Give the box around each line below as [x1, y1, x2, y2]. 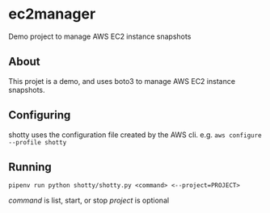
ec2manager [8, 5, 96, 23]
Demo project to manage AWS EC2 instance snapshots [8, 31, 192, 41]
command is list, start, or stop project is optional [8, 195, 170, 206]
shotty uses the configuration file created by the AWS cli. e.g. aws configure [8, 130, 262, 140]
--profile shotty [8, 138, 67, 146]
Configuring [8, 108, 71, 122]
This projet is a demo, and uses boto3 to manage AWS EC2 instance [8, 76, 236, 86]
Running [8, 160, 53, 173]
